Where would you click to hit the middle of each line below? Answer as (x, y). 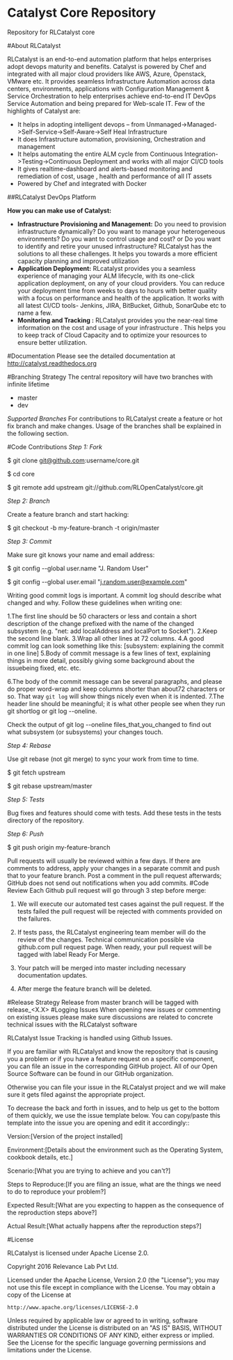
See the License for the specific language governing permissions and (107, 1343)
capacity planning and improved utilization (78, 261)
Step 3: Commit (30, 541)
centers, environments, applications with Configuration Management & (109, 88)
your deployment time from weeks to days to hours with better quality (117, 290)
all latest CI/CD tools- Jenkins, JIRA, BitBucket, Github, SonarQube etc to (122, 305)
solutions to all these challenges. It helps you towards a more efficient (117, 253)
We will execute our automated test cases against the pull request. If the (121, 904)
